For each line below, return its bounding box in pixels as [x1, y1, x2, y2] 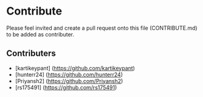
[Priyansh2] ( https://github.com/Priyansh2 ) [15, 77, 123, 84]
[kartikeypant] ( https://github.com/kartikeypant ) [15, 64, 136, 72]
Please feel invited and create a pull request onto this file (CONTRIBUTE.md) [6, 24, 198, 32]
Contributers [6, 48, 57, 59]
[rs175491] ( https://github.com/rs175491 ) [15, 84, 117, 91]
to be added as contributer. [6, 30, 75, 38]
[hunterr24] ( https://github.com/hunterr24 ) [15, 71, 123, 78]
